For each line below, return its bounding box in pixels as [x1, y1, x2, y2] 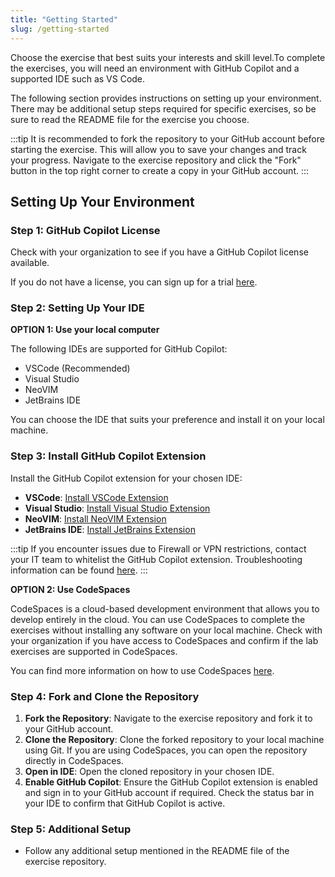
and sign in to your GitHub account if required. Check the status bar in [24, 787, 315, 799]
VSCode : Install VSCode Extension [24, 491, 169, 503]
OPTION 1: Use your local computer [10, 324, 160, 336]
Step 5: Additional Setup [10, 822, 132, 836]
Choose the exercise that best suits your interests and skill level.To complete [10, 51, 326, 63]
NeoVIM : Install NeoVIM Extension [24, 512, 167, 525]
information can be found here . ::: [10, 564, 148, 576]
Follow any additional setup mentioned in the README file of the [24, 845, 290, 857]
